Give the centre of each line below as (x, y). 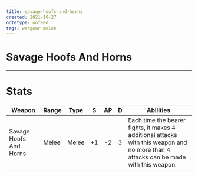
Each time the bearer (157, 120)
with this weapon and (158, 142)
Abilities (159, 110)
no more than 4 (149, 150)
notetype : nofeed (27, 22)
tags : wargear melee (32, 28)
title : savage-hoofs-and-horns (44, 12)
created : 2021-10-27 (32, 17)
